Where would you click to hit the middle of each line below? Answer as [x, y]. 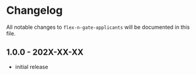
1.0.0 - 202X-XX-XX [45, 52]
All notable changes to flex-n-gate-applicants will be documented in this [98, 27]
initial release [31, 67]
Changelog [34, 10]
